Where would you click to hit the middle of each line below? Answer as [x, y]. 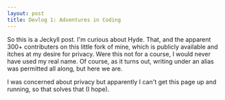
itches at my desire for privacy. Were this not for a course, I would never [109, 54]
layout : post [26, 13]
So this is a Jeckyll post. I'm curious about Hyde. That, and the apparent [109, 39]
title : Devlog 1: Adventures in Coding [64, 20]
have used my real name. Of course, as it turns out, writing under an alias [110, 61]
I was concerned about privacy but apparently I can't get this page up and [112, 82]
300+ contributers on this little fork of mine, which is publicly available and [113, 47]
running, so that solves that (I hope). [58, 89]
